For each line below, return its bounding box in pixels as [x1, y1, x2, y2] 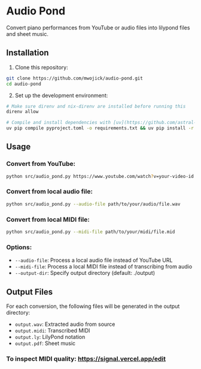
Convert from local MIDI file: [6, 215, 90, 223]
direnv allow [6, 109, 39, 115]
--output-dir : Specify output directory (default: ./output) [14, 270, 156, 277]
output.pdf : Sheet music [14, 340, 76, 347]
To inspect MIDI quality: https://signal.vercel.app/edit [6, 355, 166, 363]
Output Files [6, 286, 53, 297]
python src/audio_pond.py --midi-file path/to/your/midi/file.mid [6, 229, 175, 235]
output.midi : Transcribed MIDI [14, 327, 90, 334]
